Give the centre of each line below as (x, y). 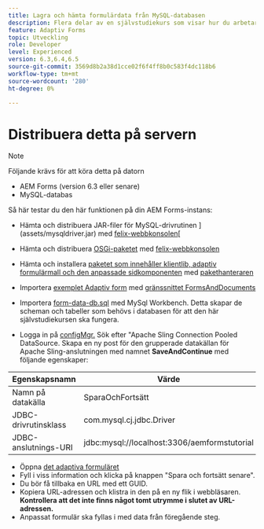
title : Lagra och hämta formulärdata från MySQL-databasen (107, 15)
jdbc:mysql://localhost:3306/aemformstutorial (169, 443)
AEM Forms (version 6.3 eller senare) (79, 186)
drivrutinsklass (39, 425)
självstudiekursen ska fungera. (69, 320)
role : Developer (35, 45)
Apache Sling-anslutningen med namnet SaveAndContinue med (124, 351)
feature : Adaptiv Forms (47, 30)
